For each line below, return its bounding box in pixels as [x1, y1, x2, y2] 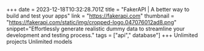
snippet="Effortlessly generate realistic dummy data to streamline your [6, 25, 185, 32]
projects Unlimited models [6, 38, 72, 45]
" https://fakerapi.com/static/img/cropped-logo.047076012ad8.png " [6, 19, 176, 25]
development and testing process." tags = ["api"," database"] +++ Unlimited [6, 32, 198, 39]
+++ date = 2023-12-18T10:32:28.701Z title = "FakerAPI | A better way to [6, 6, 190, 13]
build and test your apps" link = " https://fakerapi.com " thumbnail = [6, 12, 175, 19]
